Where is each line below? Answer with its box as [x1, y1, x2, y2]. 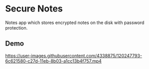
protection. [5, 24, 28, 30]
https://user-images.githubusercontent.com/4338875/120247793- [5, 52, 142, 58]
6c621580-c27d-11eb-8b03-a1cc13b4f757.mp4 [5, 58, 102, 64]
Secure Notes [5, 3, 63, 14]
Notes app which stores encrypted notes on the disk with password [5, 19, 144, 25]
